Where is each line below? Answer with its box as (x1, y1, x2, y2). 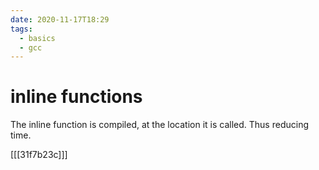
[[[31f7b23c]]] (10, 149, 68, 161)
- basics (19, 33, 56, 43)
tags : (10, 24, 33, 34)
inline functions (10, 86, 143, 108)
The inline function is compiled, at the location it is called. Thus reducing (10, 119, 309, 131)
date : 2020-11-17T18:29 (10, 14, 110, 25)
